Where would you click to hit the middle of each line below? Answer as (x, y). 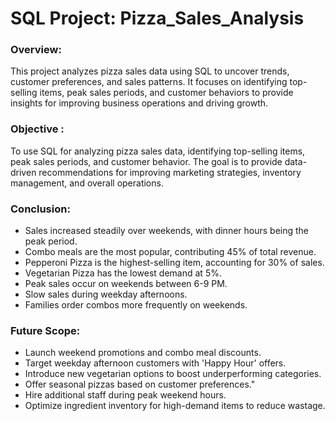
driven (23, 172)
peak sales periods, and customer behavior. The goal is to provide (146, 161)
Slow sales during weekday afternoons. (106, 294)
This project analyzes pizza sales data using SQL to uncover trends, (150, 71)
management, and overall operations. (87, 183)
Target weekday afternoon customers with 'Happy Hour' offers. (155, 363)
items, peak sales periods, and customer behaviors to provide (166, 93)
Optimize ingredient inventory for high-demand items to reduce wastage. (175, 406)
